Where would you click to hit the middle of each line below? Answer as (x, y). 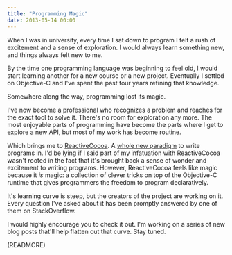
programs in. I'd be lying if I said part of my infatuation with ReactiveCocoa (114, 153)
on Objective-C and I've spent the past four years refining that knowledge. (113, 83)
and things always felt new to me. (55, 55)
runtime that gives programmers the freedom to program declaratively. (108, 182)
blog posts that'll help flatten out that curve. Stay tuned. (87, 231)
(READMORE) (27, 245)
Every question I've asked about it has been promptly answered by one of (113, 203)
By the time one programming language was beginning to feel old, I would (113, 68)
